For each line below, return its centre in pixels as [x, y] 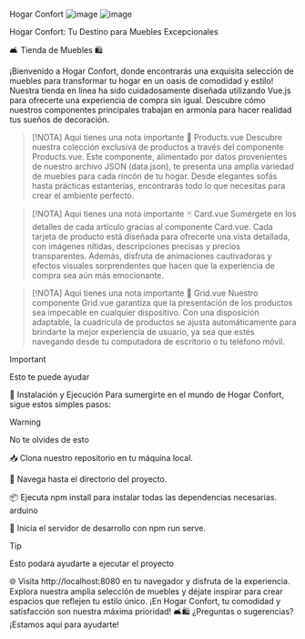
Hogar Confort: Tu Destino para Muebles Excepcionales [114, 31]
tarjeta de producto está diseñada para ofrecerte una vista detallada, [161, 236]
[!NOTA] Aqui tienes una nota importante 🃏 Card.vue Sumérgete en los [164, 214]
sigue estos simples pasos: [60, 404]
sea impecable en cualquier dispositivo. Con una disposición [145, 312]
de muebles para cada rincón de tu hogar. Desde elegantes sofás [154, 176]
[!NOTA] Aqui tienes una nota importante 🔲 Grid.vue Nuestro [145, 293]
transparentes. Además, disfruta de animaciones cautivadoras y [152, 256]
